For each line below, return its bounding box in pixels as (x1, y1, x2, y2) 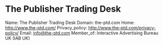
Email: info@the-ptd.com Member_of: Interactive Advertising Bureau (19, 30, 159, 36)
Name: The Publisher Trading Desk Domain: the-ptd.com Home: (5, 20, 135, 25)
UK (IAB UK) (5, 35, 31, 41)
